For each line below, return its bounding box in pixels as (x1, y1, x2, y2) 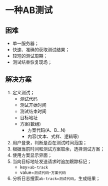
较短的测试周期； (12, 53, 48, 59)
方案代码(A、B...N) (27, 127, 66, 133)
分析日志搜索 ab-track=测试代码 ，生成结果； (12, 175, 100, 181)
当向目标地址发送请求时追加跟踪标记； (12, 158, 91, 164)
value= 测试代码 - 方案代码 (19, 169, 66, 175)
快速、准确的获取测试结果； (12, 47, 70, 53)
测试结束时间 (19, 108, 46, 114)
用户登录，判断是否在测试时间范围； (12, 139, 87, 145)
